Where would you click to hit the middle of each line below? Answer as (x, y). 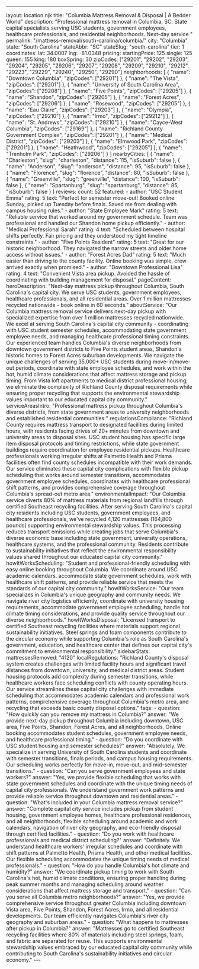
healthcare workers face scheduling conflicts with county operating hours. (97, 683)
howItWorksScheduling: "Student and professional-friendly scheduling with (98, 563)
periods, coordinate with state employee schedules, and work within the (103, 368)
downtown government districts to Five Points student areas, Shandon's (94, 349)
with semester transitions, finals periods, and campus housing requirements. (99, 758)
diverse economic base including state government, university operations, (97, 538)
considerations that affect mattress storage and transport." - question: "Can (99, 890)
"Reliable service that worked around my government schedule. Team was (97, 217)
